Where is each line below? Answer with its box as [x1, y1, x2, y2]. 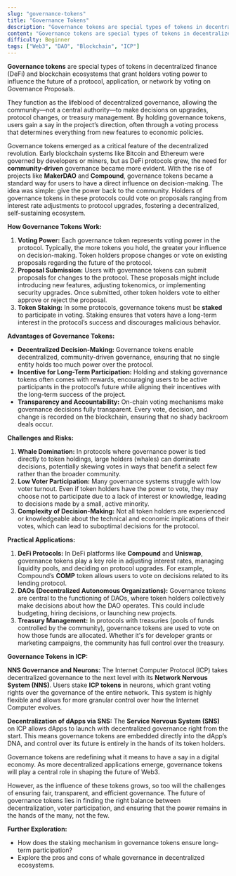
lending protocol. [17, 579, 67, 587]
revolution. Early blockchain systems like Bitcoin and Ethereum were [7, 149, 205, 157]
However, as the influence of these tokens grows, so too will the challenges [7, 781, 226, 790]
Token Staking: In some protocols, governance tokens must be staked [17, 303, 223, 311]
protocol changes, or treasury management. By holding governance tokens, [7, 113, 226, 122]
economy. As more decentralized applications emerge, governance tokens [7, 760, 223, 769]
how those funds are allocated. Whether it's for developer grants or [17, 632, 213, 639]
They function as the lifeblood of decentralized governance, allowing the [7, 98, 218, 106]
